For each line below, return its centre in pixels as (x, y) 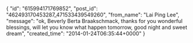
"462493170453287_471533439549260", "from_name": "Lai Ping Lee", (93, 15)
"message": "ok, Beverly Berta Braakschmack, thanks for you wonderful (94, 21)
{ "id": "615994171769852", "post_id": (52, 9)
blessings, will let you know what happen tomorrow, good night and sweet (97, 27)
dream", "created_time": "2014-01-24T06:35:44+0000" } (76, 34)
